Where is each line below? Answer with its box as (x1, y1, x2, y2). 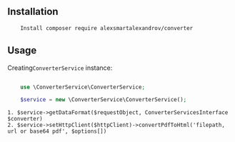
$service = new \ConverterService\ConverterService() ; (20, 96, 187, 103)
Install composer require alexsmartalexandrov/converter (20, 24, 194, 31)
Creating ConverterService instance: (7, 64, 113, 72)
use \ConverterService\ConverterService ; (20, 83, 145, 91)
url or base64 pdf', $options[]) (7, 128, 107, 135)
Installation (7, 6, 59, 18)
